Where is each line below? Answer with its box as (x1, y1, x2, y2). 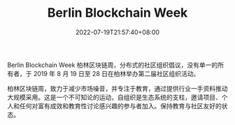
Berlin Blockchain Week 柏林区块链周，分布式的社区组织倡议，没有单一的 (7, 61, 218, 69)
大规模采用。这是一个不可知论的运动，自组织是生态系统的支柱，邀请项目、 (7, 93, 222, 101)
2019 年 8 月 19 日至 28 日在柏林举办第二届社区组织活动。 (33, 69, 200, 78)
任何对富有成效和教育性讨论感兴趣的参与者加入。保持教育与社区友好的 (19, 101, 222, 110)
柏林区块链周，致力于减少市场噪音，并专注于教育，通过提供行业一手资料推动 (7, 84, 228, 92)
